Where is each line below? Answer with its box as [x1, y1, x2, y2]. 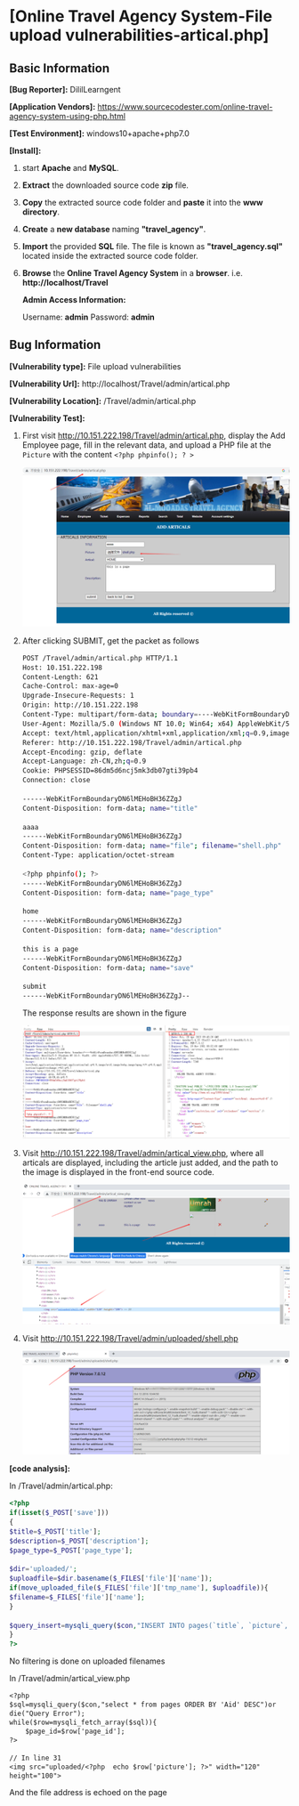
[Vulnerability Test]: [9, 412, 85, 424]
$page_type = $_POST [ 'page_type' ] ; [9, 1546, 133, 1555]
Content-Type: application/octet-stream [21, 851, 174, 860]
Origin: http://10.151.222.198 [21, 701, 139, 709]
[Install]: [9, 145, 42, 156]
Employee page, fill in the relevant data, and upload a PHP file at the [21, 439, 271, 450]
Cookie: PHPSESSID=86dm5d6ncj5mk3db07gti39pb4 [21, 766, 198, 775]
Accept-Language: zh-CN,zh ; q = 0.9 [21, 757, 147, 766]
